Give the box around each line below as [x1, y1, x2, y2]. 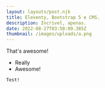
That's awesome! [6, 47, 49, 54]
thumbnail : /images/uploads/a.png [6, 31, 92, 37]
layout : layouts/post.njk [6, 8, 70, 15]
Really [14, 59, 30, 66]
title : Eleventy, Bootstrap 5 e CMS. [6, 14, 100, 20]
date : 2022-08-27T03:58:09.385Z [6, 25, 87, 32]
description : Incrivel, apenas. [6, 20, 87, 26]
